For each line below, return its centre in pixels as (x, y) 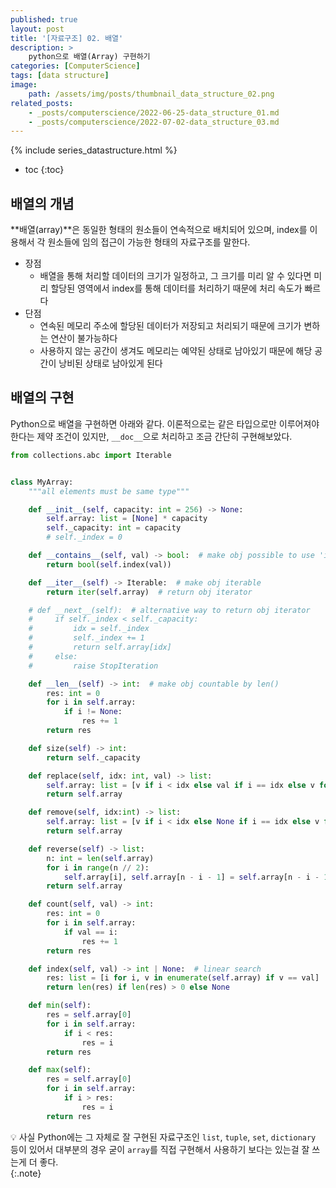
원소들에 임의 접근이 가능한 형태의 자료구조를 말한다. (149, 242)
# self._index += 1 (86, 638)
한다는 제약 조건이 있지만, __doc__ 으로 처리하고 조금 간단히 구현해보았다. (151, 436)
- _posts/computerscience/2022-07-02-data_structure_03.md (154, 122)
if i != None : (93, 712)
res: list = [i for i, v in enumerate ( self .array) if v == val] (183, 978)
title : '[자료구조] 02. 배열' (67, 38)
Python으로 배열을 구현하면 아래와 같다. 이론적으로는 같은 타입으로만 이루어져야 (165, 423)
